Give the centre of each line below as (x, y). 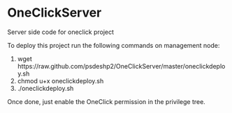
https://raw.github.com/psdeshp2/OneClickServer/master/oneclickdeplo (121, 66)
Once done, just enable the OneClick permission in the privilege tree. (107, 101)
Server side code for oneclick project (60, 32)
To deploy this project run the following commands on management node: (114, 45)
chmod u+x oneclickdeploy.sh (60, 80)
